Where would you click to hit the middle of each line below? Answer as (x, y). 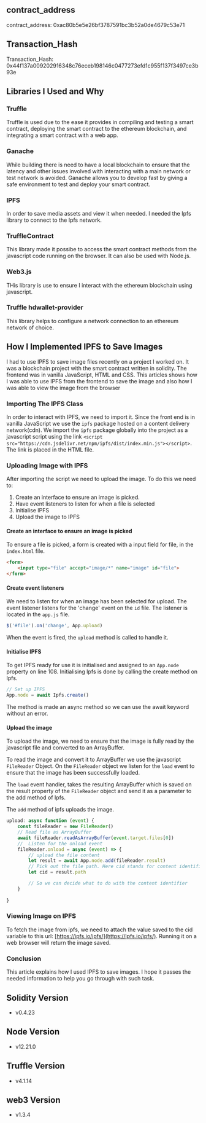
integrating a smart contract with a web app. (62, 135)
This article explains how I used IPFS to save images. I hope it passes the (99, 972)
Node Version (33, 1032)
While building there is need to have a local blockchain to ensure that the (98, 165)
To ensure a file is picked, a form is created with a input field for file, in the (100, 545)
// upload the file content (64, 855)
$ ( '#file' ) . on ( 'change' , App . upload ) (55, 626)
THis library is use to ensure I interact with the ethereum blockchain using (99, 285)
